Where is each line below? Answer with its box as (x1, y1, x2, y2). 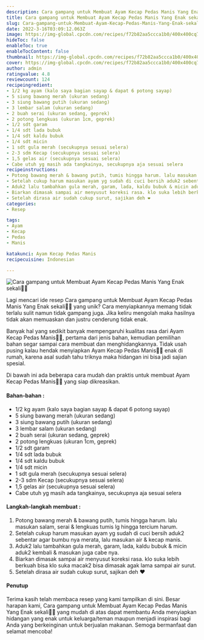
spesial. (6, 360, 26, 367)
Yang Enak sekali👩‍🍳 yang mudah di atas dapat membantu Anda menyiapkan (6, 608, 197, 616)
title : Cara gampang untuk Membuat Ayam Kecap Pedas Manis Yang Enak (6, 15, 186, 21)
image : (6, 32, 23, 38)
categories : (6, 201, 36, 207)
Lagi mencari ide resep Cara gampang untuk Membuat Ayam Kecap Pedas (6, 297, 192, 304)
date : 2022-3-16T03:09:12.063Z (6, 25, 86, 32)
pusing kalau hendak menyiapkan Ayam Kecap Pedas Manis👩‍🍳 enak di (6, 347, 183, 354)
